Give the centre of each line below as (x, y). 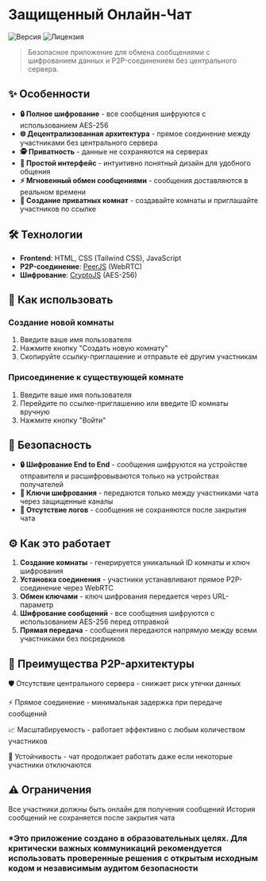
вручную (35, 411)
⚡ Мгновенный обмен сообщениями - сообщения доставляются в (134, 180)
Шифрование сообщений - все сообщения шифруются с (117, 614)
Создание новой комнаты (61, 322)
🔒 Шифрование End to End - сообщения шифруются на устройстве (133, 465)
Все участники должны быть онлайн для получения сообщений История (132, 809)
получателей (42, 485)
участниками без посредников (72, 639)
